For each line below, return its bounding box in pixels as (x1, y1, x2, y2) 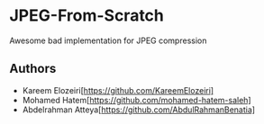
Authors (9, 61, 57, 76)
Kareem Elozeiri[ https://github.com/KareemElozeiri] (22, 84, 214, 95)
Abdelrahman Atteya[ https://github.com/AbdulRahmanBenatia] (22, 104, 255, 115)
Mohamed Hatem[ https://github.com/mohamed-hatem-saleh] (22, 94, 251, 105)
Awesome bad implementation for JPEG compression (9, 35, 207, 46)
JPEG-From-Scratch (9, 5, 165, 26)
